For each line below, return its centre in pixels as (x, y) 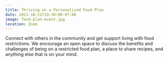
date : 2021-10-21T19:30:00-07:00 (41, 15)
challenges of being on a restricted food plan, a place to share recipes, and (84, 49)
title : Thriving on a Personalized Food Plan (54, 10)
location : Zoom (21, 24)
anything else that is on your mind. (42, 54)
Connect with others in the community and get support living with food (80, 38)
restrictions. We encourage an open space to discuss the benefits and (79, 44)
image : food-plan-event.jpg (35, 19)
